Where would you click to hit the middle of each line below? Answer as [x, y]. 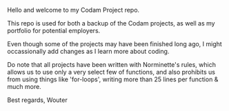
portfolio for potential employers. [54, 31]
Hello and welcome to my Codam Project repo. [73, 10]
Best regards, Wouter [37, 100]
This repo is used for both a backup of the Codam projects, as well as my [111, 23]
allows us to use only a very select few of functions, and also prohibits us [111, 72]
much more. [24, 87]
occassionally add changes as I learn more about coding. [88, 51]
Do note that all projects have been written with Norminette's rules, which [111, 64]
